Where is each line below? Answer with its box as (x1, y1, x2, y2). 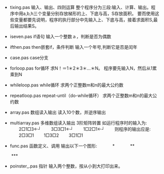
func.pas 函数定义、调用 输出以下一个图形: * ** (9, 143, 135, 149)
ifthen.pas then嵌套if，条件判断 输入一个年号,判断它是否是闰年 (9, 44, 138, 50)
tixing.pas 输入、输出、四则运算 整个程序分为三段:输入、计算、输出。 (9, 4, 152, 10)
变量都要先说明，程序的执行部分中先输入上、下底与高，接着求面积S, (14, 17, 154, 22)
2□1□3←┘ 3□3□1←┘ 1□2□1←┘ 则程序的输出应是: (18, 126, 151, 132)
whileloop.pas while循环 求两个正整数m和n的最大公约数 (9, 82, 124, 88)
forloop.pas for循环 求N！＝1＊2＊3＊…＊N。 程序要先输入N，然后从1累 (9, 65, 157, 71)
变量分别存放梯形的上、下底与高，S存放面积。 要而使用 (42, 10, 155, 16)
